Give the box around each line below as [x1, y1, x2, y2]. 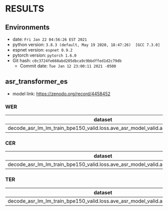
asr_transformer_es [5, 77, 68, 86]
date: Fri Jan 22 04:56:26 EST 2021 [12, 36, 87, 42]
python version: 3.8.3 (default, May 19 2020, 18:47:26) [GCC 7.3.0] [12, 42, 160, 48]
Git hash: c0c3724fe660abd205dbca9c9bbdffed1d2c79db [12, 58, 122, 63]
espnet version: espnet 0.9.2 [12, 47, 73, 53]
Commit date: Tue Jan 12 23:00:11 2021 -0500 [19, 63, 116, 69]
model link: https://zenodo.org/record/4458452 [12, 91, 111, 97]
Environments [5, 23, 50, 32]
